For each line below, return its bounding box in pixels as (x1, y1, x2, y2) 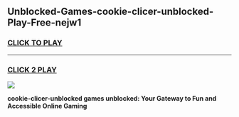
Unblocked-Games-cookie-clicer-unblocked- (7, 6, 214, 18)
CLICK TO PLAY (7, 38, 63, 48)
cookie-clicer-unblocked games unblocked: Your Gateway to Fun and (7, 94, 217, 102)
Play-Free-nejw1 (7, 17, 82, 29)
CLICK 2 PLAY (7, 65, 57, 74)
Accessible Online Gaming (7, 101, 87, 110)
